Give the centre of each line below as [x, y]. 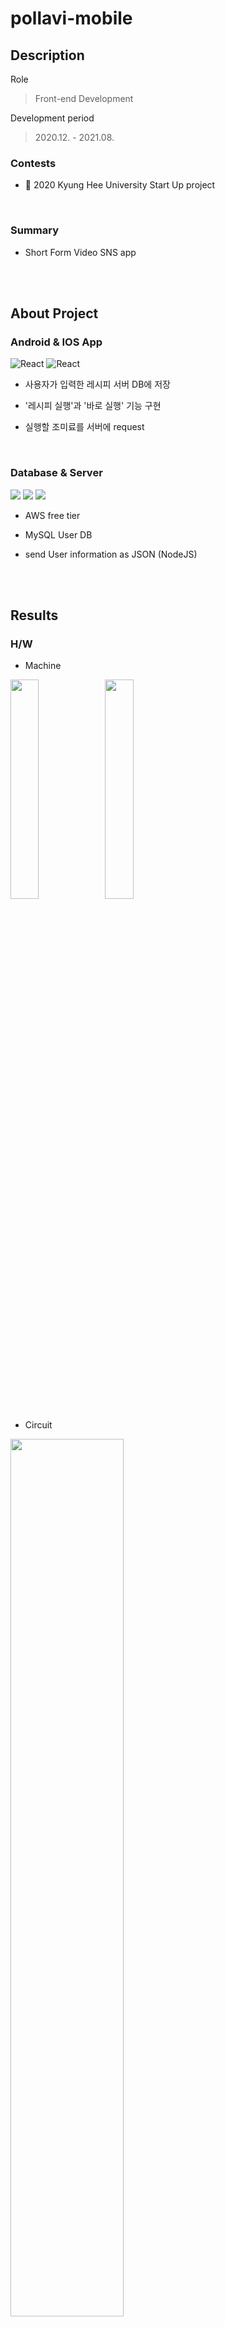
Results [34, 615]
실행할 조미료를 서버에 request [84, 427]
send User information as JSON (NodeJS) [111, 554]
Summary [35, 230]
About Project [54, 313]
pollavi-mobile [71, 18]
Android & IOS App [56, 342]
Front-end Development [84, 98]
